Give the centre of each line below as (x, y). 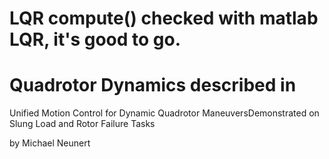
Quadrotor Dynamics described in (153, 85)
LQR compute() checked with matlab (164, 18)
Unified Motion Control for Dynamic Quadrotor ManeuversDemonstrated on (164, 113)
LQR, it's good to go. (95, 39)
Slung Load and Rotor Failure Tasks (82, 124)
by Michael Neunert (50, 143)
